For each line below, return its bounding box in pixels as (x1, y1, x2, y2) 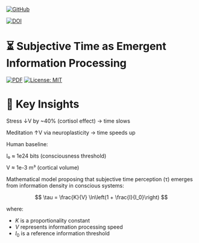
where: (6, 205, 24, 212)
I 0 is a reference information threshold (14, 229, 110, 238)
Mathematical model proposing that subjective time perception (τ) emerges (6, 175, 193, 183)
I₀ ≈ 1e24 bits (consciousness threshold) (6, 152, 107, 159)
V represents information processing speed (14, 223, 123, 230)
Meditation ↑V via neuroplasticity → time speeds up (6, 129, 136, 136)
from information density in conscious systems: (6, 182, 125, 189)
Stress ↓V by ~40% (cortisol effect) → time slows (6, 117, 131, 125)
